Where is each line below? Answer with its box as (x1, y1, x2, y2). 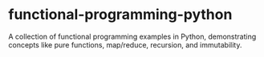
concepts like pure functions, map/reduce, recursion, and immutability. (8, 40, 242, 49)
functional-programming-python (8, 6, 233, 24)
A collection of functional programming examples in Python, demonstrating (8, 32, 257, 41)
